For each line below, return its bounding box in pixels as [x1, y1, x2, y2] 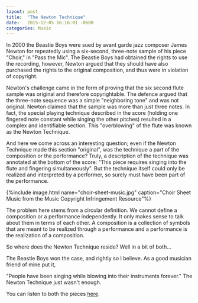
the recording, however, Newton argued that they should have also [6, 60, 168, 67]
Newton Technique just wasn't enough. [6, 279, 102, 286]
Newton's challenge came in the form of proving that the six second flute [6, 84, 184, 92]
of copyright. [6, 73, 38, 80]
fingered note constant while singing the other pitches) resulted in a [6, 116, 171, 123]
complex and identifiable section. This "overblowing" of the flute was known [6, 122, 192, 129]
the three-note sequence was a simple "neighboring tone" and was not [6, 97, 179, 104]
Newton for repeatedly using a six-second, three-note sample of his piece [6, 48, 186, 55]
